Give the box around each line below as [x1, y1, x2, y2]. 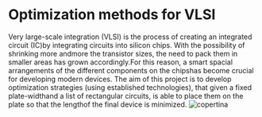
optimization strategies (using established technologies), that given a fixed [8, 82, 252, 92]
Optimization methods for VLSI [8, 6, 216, 24]
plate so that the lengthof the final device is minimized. [8, 99, 187, 109]
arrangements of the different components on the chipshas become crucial [8, 65, 254, 75]
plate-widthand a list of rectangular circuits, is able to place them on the [8, 91, 244, 100]
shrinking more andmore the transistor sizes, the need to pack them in [8, 49, 238, 58]
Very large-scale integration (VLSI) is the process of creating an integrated [8, 32, 252, 41]
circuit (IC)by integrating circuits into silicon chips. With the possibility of [8, 40, 245, 49]
